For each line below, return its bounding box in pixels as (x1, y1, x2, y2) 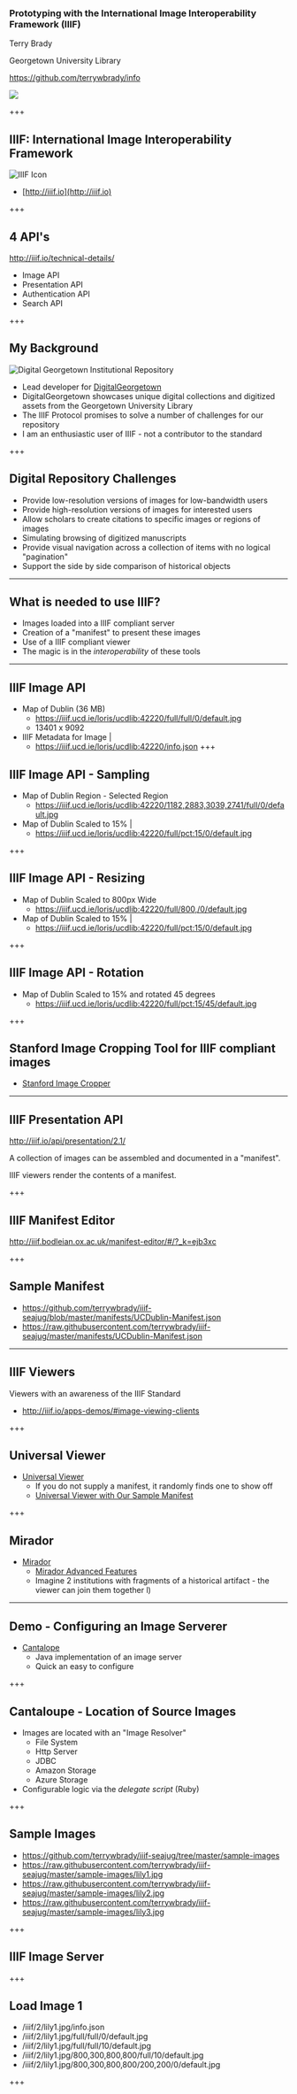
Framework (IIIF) (9, 18, 81, 30)
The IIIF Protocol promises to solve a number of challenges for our (21, 410, 263, 420)
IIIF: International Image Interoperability (9, 132, 232, 147)
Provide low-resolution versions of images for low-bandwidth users (21, 495, 268, 505)
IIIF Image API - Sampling (9, 766, 150, 781)
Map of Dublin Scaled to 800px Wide (21, 894, 157, 905)
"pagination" (21, 551, 69, 562)
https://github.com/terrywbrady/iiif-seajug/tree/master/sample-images (21, 1850, 280, 1860)
